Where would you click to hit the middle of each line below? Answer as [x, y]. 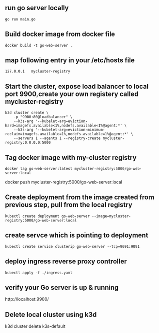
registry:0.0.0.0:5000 [28, 143]
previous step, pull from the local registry [69, 205]
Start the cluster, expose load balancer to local [77, 86]
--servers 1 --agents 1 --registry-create [57, 138]
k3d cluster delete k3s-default [35, 326]
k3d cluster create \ [27, 113]
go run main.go [20, 19]
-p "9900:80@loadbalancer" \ [43, 117]
